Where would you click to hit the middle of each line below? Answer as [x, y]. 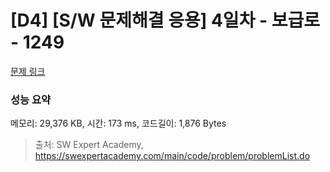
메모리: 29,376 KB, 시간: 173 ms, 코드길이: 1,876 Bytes [118, 123]
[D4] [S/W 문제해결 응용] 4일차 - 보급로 [165, 20]
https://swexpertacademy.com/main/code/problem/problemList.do [172, 156]
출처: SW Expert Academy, [89, 145]
